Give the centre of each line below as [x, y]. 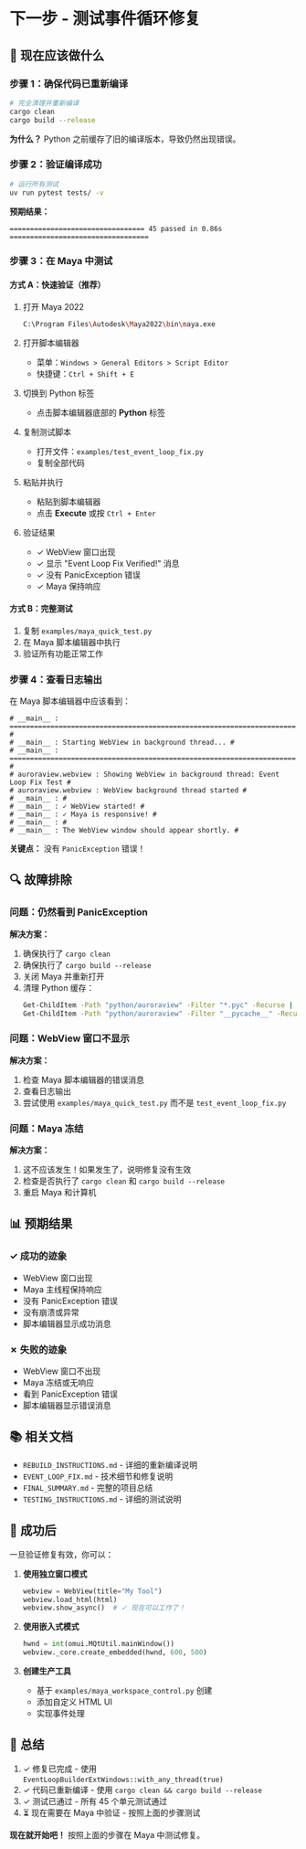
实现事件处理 [60, 1714]
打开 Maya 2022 [53, 306]
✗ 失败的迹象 [38, 1349]
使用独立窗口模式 [55, 1574]
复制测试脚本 [47, 431]
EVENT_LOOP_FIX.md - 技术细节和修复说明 [98, 1476]
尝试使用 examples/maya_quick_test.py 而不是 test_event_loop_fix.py [154, 1102]
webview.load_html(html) [70, 1599]
